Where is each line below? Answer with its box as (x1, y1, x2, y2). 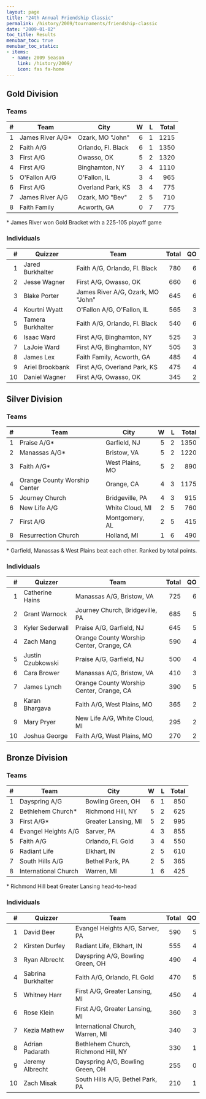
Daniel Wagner (23, 373, 66, 381)
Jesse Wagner (23, 278, 66, 286)
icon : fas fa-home (17, 66, 64, 72)
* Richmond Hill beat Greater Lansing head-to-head (6, 883, 137, 890)
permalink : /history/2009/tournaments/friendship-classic (6, 20, 158, 26)
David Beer (23, 928, 56, 936)
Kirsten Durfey (23, 942, 66, 951)
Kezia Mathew (23, 1026, 64, 1035)
